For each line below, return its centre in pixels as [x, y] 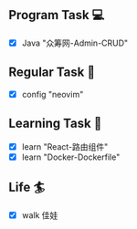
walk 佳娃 [40, 215]
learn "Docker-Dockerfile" [71, 157]
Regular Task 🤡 [52, 73]
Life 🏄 [27, 187]
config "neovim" [53, 94]
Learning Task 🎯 [55, 124]
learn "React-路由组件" [65, 146]
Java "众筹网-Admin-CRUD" [75, 43]
